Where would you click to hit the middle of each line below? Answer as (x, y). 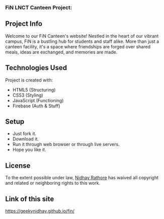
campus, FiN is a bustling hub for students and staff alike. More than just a (82, 41)
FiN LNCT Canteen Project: (39, 8)
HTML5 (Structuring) (34, 90)
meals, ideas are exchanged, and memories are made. (61, 52)
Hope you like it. (29, 150)
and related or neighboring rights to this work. (53, 183)
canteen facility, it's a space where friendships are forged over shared (78, 46)
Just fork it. (24, 134)
